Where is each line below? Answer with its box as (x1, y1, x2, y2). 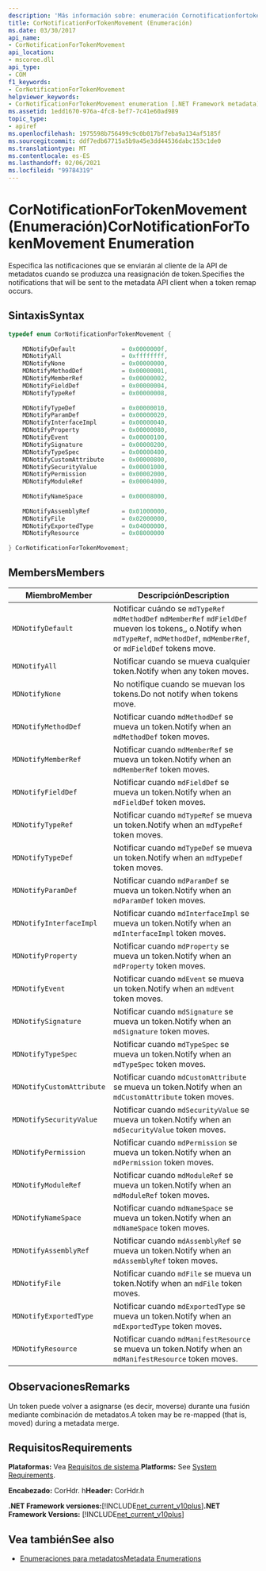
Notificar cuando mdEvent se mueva (113, 973, 245, 984)
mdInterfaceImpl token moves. (113, 927, 226, 938)
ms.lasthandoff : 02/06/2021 (8, 160, 101, 167)
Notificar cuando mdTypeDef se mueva (113, 842, 253, 853)
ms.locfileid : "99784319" (8, 167, 93, 175)
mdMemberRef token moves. (113, 764, 210, 775)
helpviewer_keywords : (8, 93, 80, 101)
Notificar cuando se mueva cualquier (113, 656, 251, 667)
